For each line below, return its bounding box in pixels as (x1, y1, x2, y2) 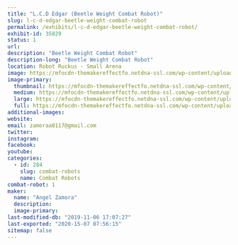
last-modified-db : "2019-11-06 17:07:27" (7, 214, 132, 221)
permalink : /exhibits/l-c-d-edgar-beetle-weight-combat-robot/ (7, 23, 198, 30)
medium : (13, 89, 37, 96)
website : (7, 115, 33, 122)
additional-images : (7, 109, 65, 116)
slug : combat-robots (20, 167, 81, 175)
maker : (7, 188, 27, 195)
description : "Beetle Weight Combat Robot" (7, 50, 138, 57)
